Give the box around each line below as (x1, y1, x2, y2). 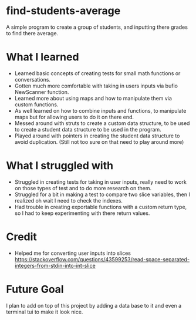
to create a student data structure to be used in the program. (14, 126, 161, 133)
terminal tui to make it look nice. (6, 308, 83, 315)
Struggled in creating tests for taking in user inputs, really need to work (14, 178, 187, 186)
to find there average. (6, 29, 59, 36)
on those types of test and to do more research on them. (14, 184, 151, 191)
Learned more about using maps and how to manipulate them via (14, 95, 172, 102)
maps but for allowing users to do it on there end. (14, 113, 134, 120)
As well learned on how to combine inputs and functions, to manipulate (14, 107, 187, 114)
